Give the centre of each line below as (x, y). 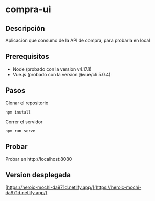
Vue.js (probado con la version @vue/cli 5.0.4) (62, 74)
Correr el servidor (24, 122)
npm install (18, 112)
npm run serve (20, 131)
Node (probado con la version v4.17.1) (52, 69)
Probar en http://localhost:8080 (39, 159)
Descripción (25, 28)
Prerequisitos (27, 57)
